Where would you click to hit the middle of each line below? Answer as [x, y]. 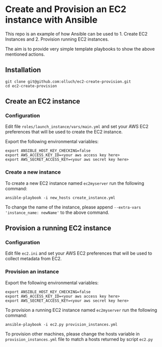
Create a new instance [33, 172]
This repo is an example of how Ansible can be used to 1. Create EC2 [76, 34]
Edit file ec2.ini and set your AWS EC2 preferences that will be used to [79, 253]
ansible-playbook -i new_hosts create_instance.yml [60, 198]
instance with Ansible [51, 20]
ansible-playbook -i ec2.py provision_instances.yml [61, 324]
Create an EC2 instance [43, 101]
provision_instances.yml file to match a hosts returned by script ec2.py [79, 339]
